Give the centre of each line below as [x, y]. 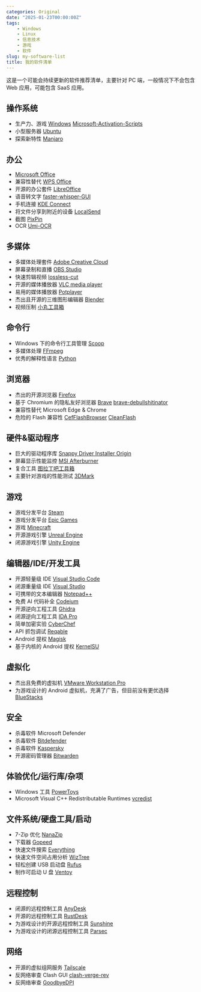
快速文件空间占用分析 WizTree [52, 857]
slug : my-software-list [36, 56]
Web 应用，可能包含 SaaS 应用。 [47, 87]
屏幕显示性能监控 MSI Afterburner [57, 461]
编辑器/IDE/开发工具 [43, 563]
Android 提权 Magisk [40, 639]
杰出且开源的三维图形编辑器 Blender [59, 299]
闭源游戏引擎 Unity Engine [47, 543]
